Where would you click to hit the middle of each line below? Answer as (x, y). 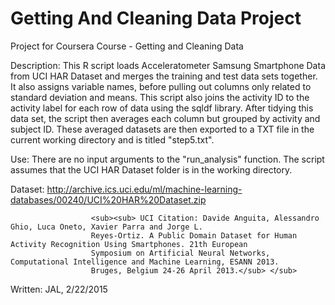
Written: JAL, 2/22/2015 (59, 289)
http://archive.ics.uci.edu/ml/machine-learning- (144, 189)
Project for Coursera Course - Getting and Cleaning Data (127, 46)
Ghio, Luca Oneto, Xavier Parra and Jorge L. (106, 227)
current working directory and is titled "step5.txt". (112, 139)
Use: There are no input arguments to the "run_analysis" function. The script (167, 159)
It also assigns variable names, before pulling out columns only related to (161, 86)
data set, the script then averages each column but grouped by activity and (165, 118)
